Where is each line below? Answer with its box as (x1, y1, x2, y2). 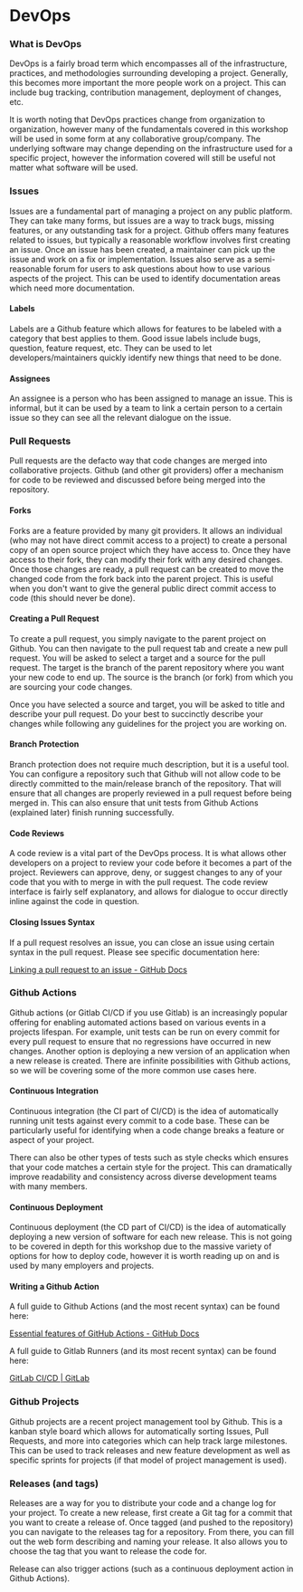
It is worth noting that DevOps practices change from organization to (9, 114, 265, 125)
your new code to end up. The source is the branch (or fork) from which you (9, 672, 294, 682)
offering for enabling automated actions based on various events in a (9, 1016, 267, 1027)
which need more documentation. (9, 282, 136, 293)
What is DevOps (9, 38, 82, 51)
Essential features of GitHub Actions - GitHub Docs (9, 1328, 200, 1339)
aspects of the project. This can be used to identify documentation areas (9, 272, 281, 283)
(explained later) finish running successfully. (9, 807, 175, 818)
